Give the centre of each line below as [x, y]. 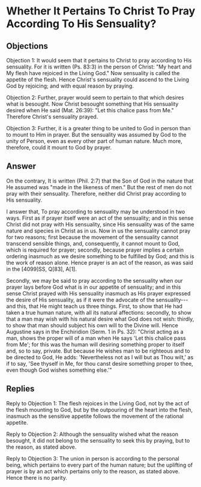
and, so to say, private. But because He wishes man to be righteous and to [98, 351]
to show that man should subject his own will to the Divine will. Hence [92, 325]
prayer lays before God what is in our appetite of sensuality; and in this [94, 287]
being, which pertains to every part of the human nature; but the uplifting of [100, 465]
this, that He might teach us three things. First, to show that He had [100, 306]
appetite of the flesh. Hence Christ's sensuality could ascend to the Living [97, 80]
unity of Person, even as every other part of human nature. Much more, [94, 141]
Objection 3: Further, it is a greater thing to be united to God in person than [98, 128]
